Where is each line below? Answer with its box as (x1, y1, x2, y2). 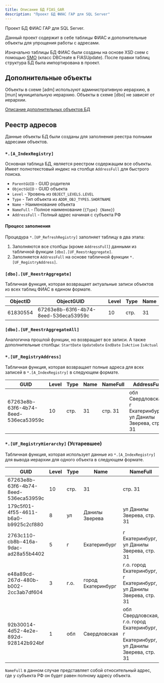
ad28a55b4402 (7, 550, 45, 557)
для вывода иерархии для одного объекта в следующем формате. (5, 456, 144, 462)
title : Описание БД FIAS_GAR (5, 7, 64, 12)
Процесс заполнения (5, 223, 51, 229)
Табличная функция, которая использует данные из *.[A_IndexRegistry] (5, 451, 156, 457)
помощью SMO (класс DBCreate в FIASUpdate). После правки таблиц (5, 54, 150, 60)
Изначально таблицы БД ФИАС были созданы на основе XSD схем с (5, 49, 149, 55)
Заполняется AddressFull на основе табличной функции (12, 254, 129, 259)
